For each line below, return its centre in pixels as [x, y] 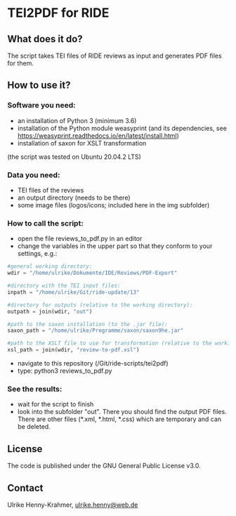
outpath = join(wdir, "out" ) [50, 311]
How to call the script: [46, 223]
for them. [20, 63]
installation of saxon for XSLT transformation [82, 143]
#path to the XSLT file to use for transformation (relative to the [110, 343]
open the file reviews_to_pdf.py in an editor [80, 239]
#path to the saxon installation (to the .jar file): [88, 324]
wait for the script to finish [55, 404]
